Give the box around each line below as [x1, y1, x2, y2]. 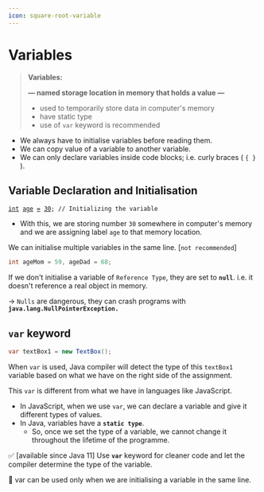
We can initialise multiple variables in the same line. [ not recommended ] [8, 243, 237, 252]
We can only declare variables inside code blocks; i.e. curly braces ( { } [19, 152, 257, 162]
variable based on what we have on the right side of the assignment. [8, 370, 233, 380]
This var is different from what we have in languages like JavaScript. [8, 385, 233, 395]
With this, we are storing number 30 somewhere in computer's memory [19, 219, 253, 228]
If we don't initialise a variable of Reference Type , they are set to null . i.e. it [8, 272, 253, 283]
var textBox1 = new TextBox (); [8, 348, 112, 356]
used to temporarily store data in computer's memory [39, 103, 215, 112]
